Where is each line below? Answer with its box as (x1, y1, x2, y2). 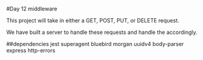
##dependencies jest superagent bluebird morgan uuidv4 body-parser (6, 41, 184, 47)
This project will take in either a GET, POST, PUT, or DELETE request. (6, 17, 180, 24)
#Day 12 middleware (6, 5, 58, 12)
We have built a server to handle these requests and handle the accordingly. (6, 28, 198, 36)
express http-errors (6, 47, 56, 54)
